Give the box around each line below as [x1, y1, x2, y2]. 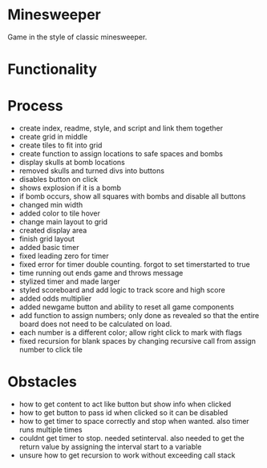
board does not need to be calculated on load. [18, 319, 172, 329]
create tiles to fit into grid [18, 140, 103, 150]
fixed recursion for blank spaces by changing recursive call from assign [18, 337, 256, 346]
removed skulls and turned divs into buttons [18, 166, 165, 175]
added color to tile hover [18, 208, 101, 218]
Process [7, 97, 63, 115]
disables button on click [18, 175, 99, 184]
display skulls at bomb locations [18, 158, 125, 167]
